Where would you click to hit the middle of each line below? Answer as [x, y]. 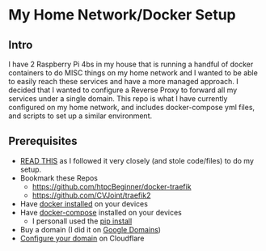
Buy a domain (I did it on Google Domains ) [91, 229]
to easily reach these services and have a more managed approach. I [123, 81]
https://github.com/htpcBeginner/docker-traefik [112, 186]
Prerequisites [43, 141]
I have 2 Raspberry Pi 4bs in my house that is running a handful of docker [131, 64]
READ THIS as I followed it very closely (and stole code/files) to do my [137, 160]
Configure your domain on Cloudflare [82, 238]
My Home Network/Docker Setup [122, 15]
